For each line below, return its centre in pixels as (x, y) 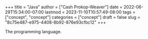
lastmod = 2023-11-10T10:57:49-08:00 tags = (90, 12)
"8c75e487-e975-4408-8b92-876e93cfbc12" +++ (56, 22)
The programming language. (33, 32)
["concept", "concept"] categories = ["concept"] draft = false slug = (73, 17)
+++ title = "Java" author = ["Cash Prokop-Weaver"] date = (64, 7)
